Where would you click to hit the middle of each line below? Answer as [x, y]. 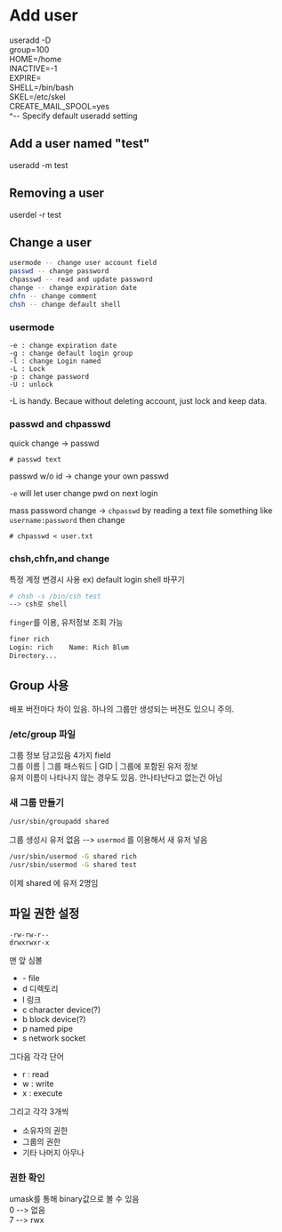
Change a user [50, 242]
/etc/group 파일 [43, 734]
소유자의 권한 [45, 1130]
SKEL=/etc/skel [37, 97]
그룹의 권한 [41, 1141]
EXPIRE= [25, 77]
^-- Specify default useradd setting [73, 116]
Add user [44, 16]
